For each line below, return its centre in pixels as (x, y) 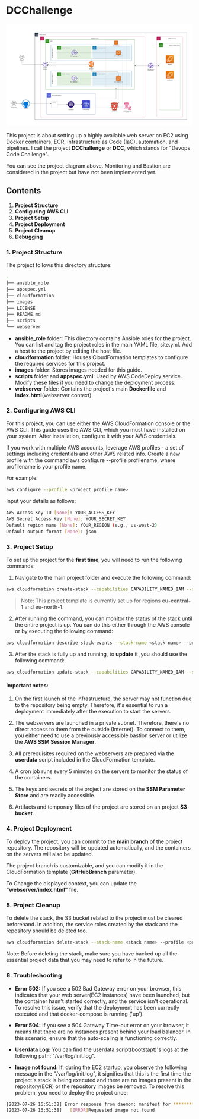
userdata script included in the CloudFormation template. (85, 759)
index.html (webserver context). (54, 395)
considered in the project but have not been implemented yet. (81, 172)
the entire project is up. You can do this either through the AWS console (102, 624)
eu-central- (176, 601)
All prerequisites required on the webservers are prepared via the (94, 753)
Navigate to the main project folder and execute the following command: (103, 578)
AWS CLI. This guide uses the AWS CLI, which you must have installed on (96, 430)
